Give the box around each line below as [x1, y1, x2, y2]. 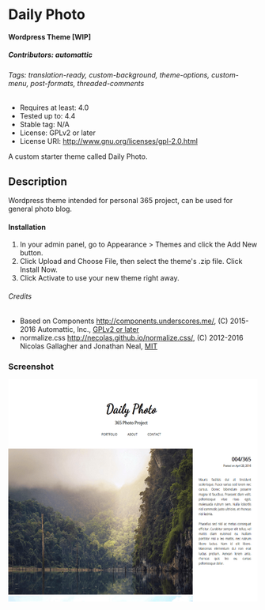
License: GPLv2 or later [19, 128, 97, 137]
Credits [8, 291, 32, 301]
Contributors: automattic [8, 50, 93, 60]
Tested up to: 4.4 [19, 111, 76, 121]
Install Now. [19, 265, 58, 274]
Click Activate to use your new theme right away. [19, 273, 180, 283]
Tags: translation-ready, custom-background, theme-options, [8, 70, 210, 80]
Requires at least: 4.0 [19, 103, 89, 112]
